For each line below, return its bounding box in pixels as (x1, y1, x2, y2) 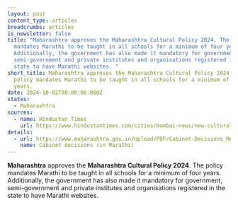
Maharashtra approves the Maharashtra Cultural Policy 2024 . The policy (7, 161, 224, 170)
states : (7, 96, 30, 103)
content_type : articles (7, 17, 78, 24)
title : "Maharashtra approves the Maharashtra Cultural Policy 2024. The (7, 37, 230, 44)
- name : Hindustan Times (13, 115, 87, 122)
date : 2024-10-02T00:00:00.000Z (7, 89, 103, 96)
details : (7, 129, 33, 136)
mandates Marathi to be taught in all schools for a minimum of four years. (7, 169, 222, 177)
